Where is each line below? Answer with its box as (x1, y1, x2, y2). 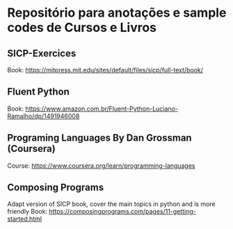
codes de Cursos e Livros (7, 19, 157, 35)
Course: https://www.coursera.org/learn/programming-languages (7, 161, 196, 170)
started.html (7, 214, 42, 223)
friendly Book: (7, 207, 47, 216)
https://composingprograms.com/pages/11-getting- (48, 207, 196, 216)
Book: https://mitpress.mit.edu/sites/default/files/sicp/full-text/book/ (7, 66, 204, 74)
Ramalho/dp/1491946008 (7, 111, 80, 120)
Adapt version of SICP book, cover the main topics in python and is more (7, 200, 216, 208)
